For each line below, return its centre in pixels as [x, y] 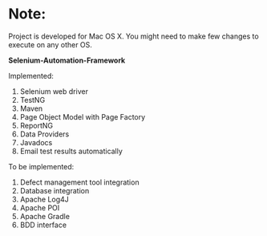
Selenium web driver [54, 91]
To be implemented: [41, 166]
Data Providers [44, 134]
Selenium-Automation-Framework [67, 60]
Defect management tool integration [79, 182]
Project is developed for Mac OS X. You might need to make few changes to [133, 36]
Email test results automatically [71, 151]
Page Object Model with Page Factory [83, 116]
